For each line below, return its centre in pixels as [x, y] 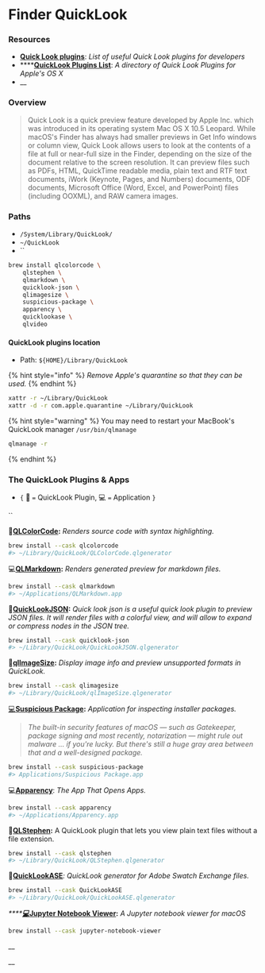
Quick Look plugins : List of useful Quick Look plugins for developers [132, 56]
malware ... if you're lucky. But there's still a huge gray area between [140, 744]
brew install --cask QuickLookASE [65, 890]
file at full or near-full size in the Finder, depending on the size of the [140, 153]
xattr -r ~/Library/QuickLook [58, 399]
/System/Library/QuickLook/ [66, 235]
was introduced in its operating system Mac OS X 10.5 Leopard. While [142, 128]
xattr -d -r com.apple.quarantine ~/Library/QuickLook [101, 406]
